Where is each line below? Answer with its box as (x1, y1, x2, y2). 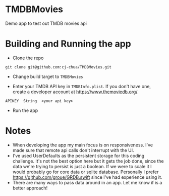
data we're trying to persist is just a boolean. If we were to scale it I (12, 163, 152, 169)
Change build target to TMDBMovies (12, 73, 83, 80)
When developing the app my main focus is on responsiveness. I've (12, 142, 153, 148)
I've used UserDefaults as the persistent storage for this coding (12, 152, 145, 159)
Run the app (12, 107, 38, 113)
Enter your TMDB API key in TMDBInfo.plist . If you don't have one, (12, 83, 151, 89)
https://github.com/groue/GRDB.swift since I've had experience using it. (12, 174, 162, 180)
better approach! (12, 185, 48, 191)
